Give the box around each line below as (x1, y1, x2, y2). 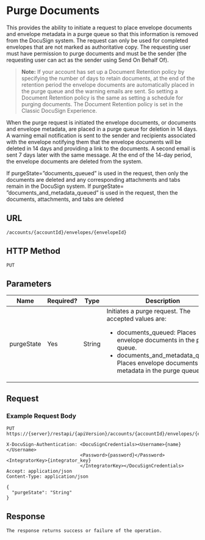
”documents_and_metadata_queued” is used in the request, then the (6, 189, 178, 196)
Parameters (6, 278, 52, 289)
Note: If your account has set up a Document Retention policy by (21, 68, 185, 75)
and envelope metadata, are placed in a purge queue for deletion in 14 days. (6, 125, 198, 132)
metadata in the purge (117, 367, 181, 375)
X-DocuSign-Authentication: (6, 442, 78, 448)
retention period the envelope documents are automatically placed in (21, 81, 195, 88)
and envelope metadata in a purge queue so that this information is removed (6, 30, 198, 37)
